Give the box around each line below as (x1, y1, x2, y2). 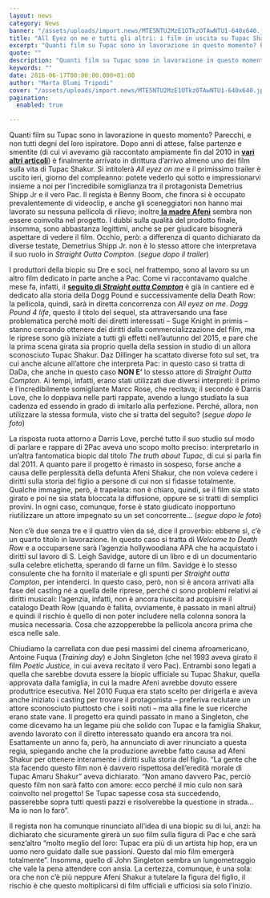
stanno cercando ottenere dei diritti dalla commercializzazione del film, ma (9, 325, 256, 334)
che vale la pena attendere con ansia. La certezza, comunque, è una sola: (9, 864, 252, 874)
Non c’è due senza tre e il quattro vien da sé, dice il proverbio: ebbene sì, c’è (9, 526, 261, 536)
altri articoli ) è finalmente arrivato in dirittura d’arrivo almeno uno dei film (9, 156, 251, 165)
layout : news (9, 11, 53, 20)
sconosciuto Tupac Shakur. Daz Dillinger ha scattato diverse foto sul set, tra (9, 350, 260, 360)
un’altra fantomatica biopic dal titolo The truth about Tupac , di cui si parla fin (9, 451, 262, 461)
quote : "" (9, 49, 42, 57)
